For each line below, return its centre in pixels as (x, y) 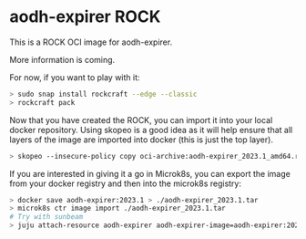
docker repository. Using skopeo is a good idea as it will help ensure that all (151, 130)
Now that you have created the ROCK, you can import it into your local (141, 119)
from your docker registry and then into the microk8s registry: (125, 183)
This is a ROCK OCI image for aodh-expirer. (91, 42)
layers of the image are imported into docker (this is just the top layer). (141, 140)
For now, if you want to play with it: (75, 77)
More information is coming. (62, 59)
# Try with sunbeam (46, 217)
